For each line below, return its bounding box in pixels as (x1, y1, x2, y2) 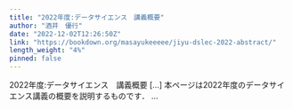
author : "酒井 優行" (9, 21, 83, 30)
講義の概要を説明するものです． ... (32, 90, 159, 101)
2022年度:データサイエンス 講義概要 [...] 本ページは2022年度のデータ (9, 80, 270, 90)
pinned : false (9, 54, 62, 63)
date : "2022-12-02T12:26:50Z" (9, 29, 122, 38)
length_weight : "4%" (9, 46, 86, 55)
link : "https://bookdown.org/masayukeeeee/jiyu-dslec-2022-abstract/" (9, 37, 277, 47)
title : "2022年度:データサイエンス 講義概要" (9, 12, 165, 22)
